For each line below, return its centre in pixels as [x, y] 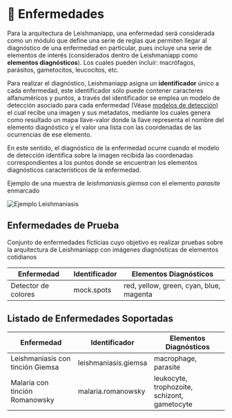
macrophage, [175, 358]
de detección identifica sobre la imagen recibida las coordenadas [100, 155]
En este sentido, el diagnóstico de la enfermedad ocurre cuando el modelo [113, 148]
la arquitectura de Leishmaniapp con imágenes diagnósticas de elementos [113, 249]
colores [23, 294]
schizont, [168, 395]
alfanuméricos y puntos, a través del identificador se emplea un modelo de [114, 98]
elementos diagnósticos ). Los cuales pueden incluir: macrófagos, [101, 62]
